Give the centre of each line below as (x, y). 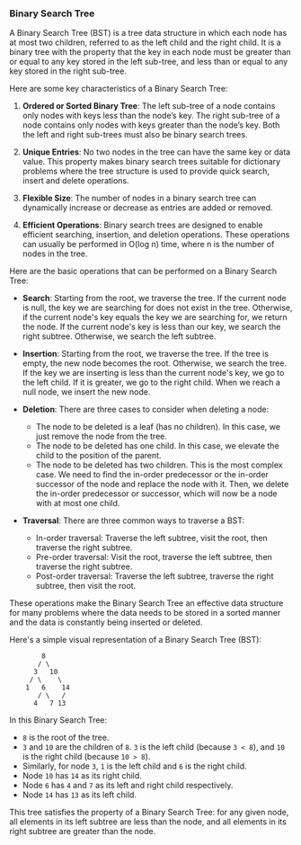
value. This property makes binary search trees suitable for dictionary (151, 162)
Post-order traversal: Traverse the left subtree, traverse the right (155, 576)
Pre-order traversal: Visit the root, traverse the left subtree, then (154, 557)
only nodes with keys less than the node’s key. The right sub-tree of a (151, 116)
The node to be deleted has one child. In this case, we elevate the (158, 446)
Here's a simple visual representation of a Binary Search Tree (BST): (136, 640)
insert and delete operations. (75, 181)
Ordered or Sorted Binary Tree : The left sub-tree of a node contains (149, 106)
